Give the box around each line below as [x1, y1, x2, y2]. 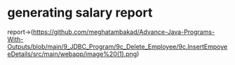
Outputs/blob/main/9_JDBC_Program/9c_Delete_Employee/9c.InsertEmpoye [7, 42, 228, 50]
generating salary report [7, 5, 153, 21]
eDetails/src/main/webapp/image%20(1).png [7, 50, 137, 58]
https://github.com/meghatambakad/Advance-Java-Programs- [32, 28, 215, 36]
